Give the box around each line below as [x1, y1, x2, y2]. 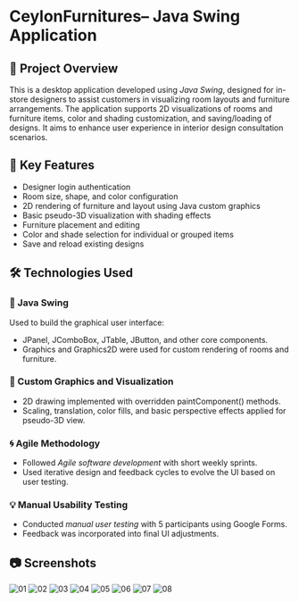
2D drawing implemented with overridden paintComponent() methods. [21, 396, 281, 406]
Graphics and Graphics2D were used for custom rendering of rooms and [21, 344, 289, 355]
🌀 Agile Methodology [9, 437, 101, 449]
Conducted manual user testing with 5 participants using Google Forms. [21, 519, 288, 530]
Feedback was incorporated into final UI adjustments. [21, 529, 220, 539]
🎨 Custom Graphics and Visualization [9, 375, 174, 388]
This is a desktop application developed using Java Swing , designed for [9, 85, 274, 95]
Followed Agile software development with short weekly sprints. [21, 457, 258, 468]
